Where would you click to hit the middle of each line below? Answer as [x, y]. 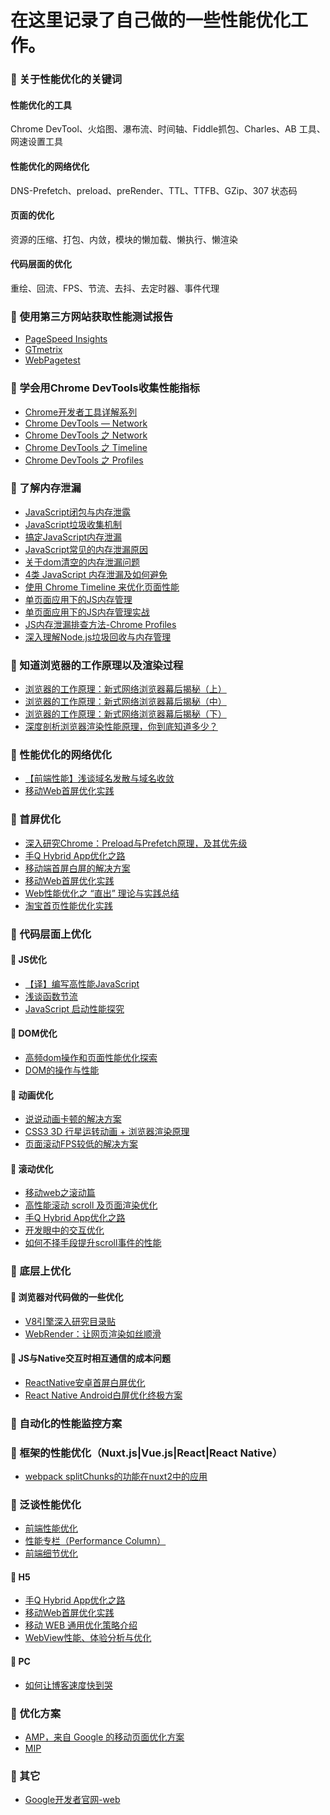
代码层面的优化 [41, 264]
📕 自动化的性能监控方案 [66, 1423]
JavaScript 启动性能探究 [74, 1008]
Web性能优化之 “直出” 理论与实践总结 [102, 893]
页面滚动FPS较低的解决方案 [81, 1144]
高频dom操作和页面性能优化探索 [91, 1058]
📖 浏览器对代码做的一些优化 [67, 1297]
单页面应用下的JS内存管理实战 [87, 612]
